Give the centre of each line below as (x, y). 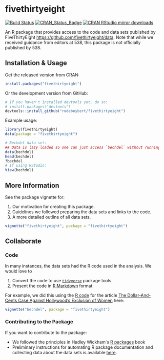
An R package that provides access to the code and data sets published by (80, 32)
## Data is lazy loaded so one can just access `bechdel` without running (83, 147)
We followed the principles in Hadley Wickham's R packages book (79, 342)
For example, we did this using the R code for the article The (66, 295)
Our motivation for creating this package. (53, 206)
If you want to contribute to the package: (46, 332)
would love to (19, 271)
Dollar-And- (139, 295)
